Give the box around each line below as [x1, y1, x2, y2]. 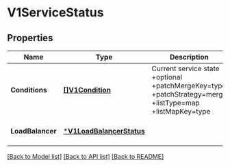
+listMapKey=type [151, 107, 211, 116]
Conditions [10, 86, 47, 94]
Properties [7, 32, 53, 44]
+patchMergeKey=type [151, 81, 227, 90]
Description [170, 53, 209, 62]
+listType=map [151, 98, 200, 107]
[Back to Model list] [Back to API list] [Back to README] [7, 153, 164, 160]
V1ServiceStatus [7, 5, 104, 21]
